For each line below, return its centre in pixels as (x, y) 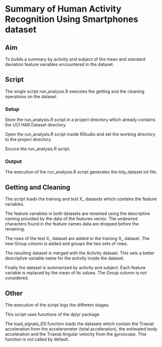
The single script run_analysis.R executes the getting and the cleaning (75, 91)
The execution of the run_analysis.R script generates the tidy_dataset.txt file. (81, 172)
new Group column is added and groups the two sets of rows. (66, 243)
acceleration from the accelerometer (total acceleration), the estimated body (81, 329)
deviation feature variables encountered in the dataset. (60, 64)
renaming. (15, 229)
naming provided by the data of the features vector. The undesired (71, 219)
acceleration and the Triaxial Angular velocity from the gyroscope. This (76, 334)
